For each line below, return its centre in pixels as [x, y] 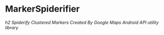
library [12, 27]
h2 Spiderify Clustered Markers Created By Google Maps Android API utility [82, 22]
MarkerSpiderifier [42, 9]
